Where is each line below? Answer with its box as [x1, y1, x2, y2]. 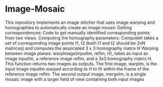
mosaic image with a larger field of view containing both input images [5, 76, 145, 82]
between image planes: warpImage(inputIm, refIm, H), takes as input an [5, 50, 148, 56]
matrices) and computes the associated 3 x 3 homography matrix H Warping [5, 45, 159, 51]
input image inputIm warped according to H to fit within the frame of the [5, 66, 149, 71]
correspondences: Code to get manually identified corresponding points [5, 30, 150, 35]
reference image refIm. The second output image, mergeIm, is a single [5, 71, 146, 77]
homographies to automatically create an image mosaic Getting [5, 24, 132, 30]
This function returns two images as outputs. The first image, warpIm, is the [5, 61, 157, 67]
